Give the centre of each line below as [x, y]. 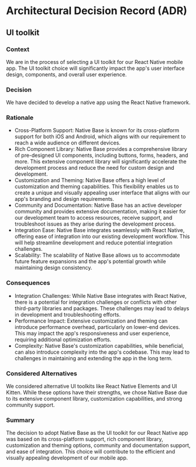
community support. [30, 405]
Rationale [20, 117]
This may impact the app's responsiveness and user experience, [92, 333]
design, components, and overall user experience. [66, 74]
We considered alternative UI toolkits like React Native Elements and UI [92, 387]
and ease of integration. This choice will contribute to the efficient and [91, 452]
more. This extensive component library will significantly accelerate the [100, 162]
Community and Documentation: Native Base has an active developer [98, 205]
